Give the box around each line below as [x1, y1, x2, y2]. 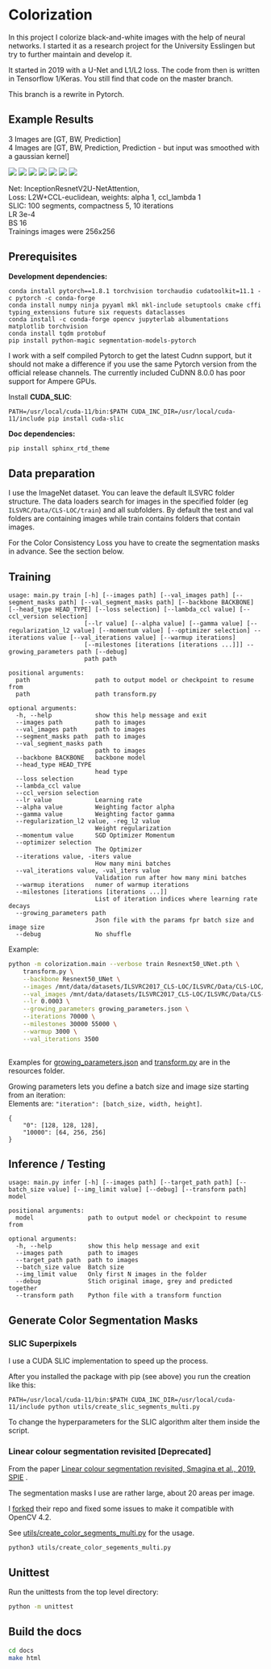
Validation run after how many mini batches [94, 874, 248, 882]
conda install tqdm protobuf [8, 329, 106, 337]
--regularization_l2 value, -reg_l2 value [15, 818, 161, 826]
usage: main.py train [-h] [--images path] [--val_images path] [8, 592, 229, 600]
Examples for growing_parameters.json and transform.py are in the [8, 1057, 231, 1067]
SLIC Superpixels [8, 1337, 77, 1349]
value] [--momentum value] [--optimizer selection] [73, 627, 251, 635]
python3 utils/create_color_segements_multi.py [8, 1544, 172, 1552]
